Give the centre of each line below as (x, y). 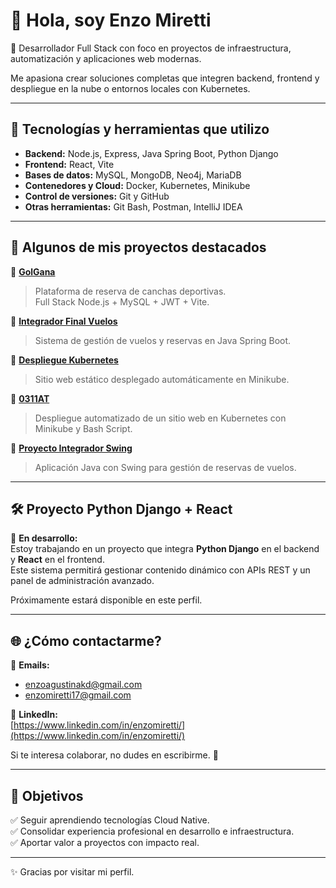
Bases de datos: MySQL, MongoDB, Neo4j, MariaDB (133, 175)
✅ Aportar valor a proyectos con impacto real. (105, 842)
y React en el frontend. (57, 560)
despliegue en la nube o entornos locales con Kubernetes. (130, 88)
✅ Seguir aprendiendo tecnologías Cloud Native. (110, 820)
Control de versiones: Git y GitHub (97, 196)
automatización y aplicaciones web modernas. (106, 58)
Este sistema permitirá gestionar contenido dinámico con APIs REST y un (160, 570)
